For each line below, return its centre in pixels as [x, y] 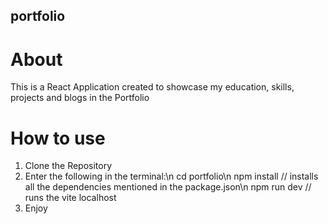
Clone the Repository [68, 166]
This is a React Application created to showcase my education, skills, [152, 87]
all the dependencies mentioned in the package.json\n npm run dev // [168, 187]
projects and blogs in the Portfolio [80, 98]
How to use [58, 138]
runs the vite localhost [70, 198]
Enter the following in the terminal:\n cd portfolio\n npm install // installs [171, 176]
